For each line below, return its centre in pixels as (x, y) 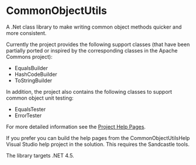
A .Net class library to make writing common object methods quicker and (94, 27)
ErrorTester (28, 115)
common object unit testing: (40, 98)
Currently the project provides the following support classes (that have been (98, 44)
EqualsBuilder (31, 68)
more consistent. (26, 33)
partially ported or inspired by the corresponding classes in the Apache (92, 50)
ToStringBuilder (33, 80)
